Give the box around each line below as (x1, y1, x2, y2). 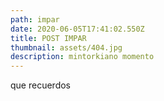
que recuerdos (10, 79, 71, 91)
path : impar (10, 14, 60, 25)
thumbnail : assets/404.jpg (10, 42, 123, 53)
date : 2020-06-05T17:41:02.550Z (10, 24, 145, 34)
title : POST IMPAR (10, 33, 87, 43)
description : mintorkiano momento (10, 52, 155, 62)
